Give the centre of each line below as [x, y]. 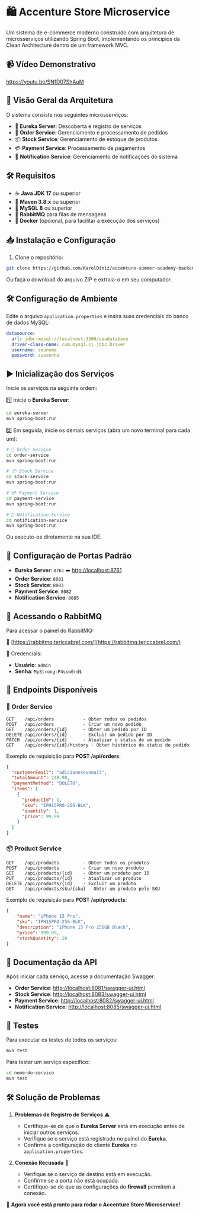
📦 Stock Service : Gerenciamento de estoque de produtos [86, 139]
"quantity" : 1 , [41, 811]
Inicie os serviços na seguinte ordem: [52, 388]
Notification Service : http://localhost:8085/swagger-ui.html [88, 1007]
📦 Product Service [34, 848]
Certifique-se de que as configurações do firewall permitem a [99, 1187]
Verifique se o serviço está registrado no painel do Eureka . [95, 1139]
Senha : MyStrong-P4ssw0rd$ [48, 671]
